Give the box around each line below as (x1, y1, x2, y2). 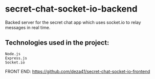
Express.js (5, 56, 27, 61)
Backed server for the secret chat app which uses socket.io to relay (5, 19, 141, 25)
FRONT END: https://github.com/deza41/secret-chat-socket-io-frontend (5, 68, 151, 74)
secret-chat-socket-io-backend (5, 3, 138, 15)
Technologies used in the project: (5, 39, 110, 47)
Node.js (5, 51, 21, 56)
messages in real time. (5, 24, 50, 30)
